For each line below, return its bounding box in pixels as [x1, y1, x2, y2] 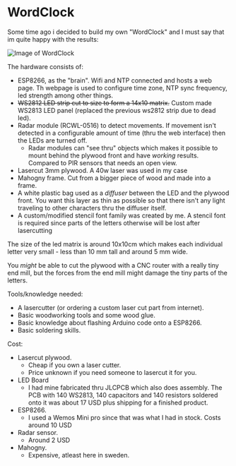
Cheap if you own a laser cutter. [28, 361, 122, 369]
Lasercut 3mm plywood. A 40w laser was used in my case [17, 166, 188, 174]
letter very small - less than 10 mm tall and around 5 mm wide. [7, 247, 189, 256]
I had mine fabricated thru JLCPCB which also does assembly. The [28, 383, 223, 392]
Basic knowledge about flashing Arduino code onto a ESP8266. [17, 318, 203, 327]
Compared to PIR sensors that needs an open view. [28, 158, 178, 167]
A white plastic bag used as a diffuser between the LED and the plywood [17, 189, 230, 197]
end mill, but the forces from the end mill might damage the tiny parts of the [7, 268, 228, 277]
